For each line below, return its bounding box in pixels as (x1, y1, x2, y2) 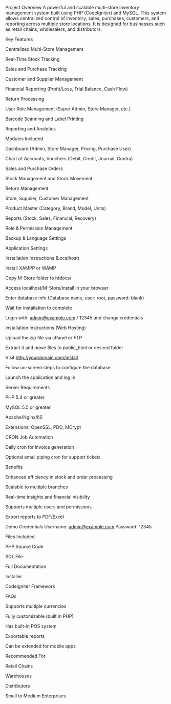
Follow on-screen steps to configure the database (5, 365, 111, 370)
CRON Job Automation (5, 434, 53, 440)
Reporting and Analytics (5, 126, 56, 131)
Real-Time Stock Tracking (5, 56, 60, 62)
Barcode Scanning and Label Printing (5, 116, 84, 122)
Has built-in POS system (5, 623, 57, 629)
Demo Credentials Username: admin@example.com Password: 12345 (5, 524, 152, 529)
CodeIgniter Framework (5, 583, 55, 589)
